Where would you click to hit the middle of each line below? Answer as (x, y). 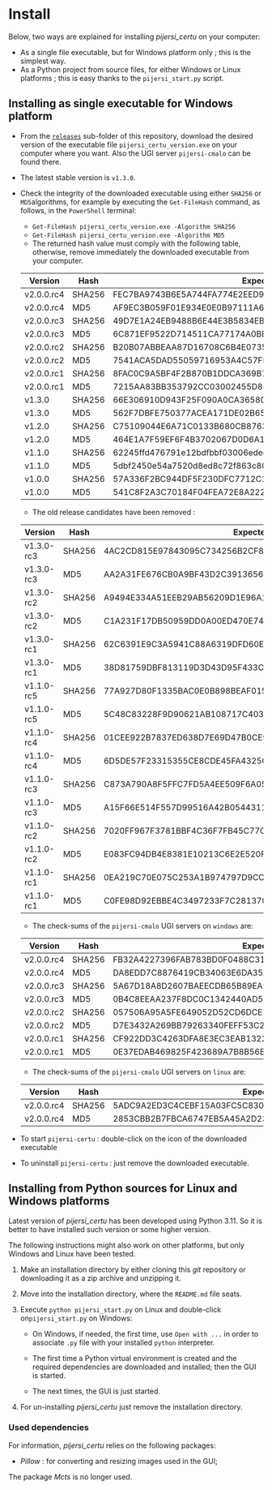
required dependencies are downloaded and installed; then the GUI (144, 1367)
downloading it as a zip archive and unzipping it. (101, 1277)
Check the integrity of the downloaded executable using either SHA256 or (140, 193)
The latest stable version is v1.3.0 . (78, 177)
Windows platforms (59, 1201)
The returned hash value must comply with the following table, (136, 243)
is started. (49, 1375)
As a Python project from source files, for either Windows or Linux (130, 69)
